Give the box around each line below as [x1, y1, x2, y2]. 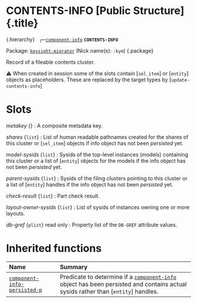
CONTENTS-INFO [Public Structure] [6, 4, 185, 18]
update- [171, 77, 190, 83]
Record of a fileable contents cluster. [6, 58, 95, 66]
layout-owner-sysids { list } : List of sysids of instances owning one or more [6, 204, 190, 211]
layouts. [6, 209, 25, 217]
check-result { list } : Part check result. [6, 192, 100, 199]
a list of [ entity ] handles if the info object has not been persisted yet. [6, 181, 174, 188]
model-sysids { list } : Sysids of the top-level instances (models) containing [6, 151, 189, 158]
